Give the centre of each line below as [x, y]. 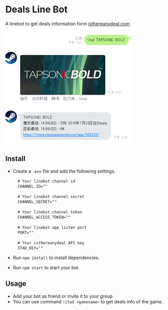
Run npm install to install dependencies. [56, 258]
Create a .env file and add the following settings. [64, 171]
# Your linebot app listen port [52, 227]
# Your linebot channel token [50, 212]
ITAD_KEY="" [30, 248]
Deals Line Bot [36, 10]
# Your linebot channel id [46, 181]
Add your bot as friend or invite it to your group [63, 296]
